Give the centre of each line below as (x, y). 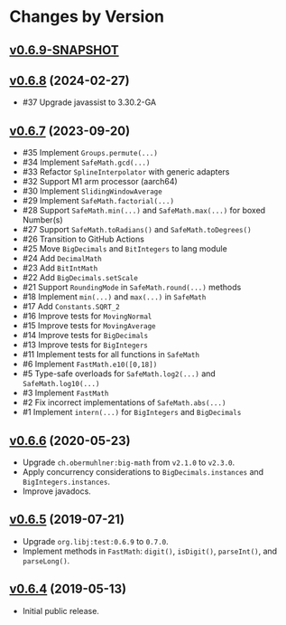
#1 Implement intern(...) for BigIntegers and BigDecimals (132, 412)
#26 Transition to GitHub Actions (83, 239)
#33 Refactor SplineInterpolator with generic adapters (126, 172)
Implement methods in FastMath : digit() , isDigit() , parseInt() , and (150, 551)
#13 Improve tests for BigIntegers (85, 345)
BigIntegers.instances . (66, 482)
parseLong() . (46, 560)
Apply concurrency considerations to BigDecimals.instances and (143, 472)
